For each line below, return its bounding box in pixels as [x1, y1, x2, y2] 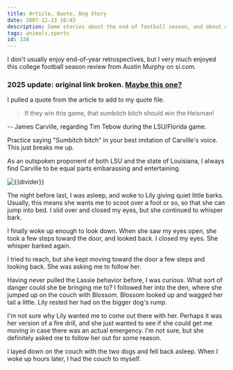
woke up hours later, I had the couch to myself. [7, 355, 141, 363]
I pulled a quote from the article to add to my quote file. [7, 95, 165, 104]
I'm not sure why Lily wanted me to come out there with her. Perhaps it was [7, 312, 223, 320]
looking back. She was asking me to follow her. [7, 262, 141, 271]
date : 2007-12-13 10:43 [7, 17, 76, 24]
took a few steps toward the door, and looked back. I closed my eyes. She [7, 234, 218, 243]
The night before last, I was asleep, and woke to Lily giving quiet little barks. [7, 191, 224, 200]
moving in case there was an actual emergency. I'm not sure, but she [7, 326, 205, 335]
